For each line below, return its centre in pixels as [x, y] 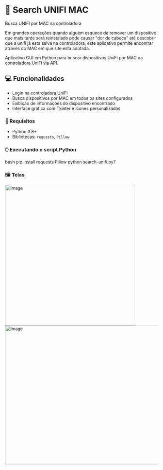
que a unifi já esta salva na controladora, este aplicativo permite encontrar [79, 43]
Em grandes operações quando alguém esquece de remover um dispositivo [81, 33]
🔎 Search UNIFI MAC [47, 10]
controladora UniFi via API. [32, 63]
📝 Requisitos [20, 121]
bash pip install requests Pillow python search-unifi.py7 [60, 162]
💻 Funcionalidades [35, 79]
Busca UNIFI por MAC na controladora [43, 23]
